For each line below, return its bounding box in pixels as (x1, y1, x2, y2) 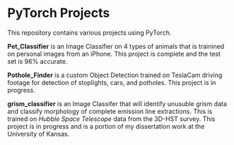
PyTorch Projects (7, 5, 110, 21)
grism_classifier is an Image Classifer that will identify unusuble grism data (7, 99, 228, 108)
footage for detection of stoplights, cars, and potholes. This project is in (7, 78, 216, 86)
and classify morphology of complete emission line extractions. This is (7, 107, 213, 115)
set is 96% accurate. (7, 57, 68, 65)
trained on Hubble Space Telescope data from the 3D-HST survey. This (7, 115, 216, 123)
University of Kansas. (7, 129, 70, 138)
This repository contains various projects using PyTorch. (7, 28, 172, 37)
